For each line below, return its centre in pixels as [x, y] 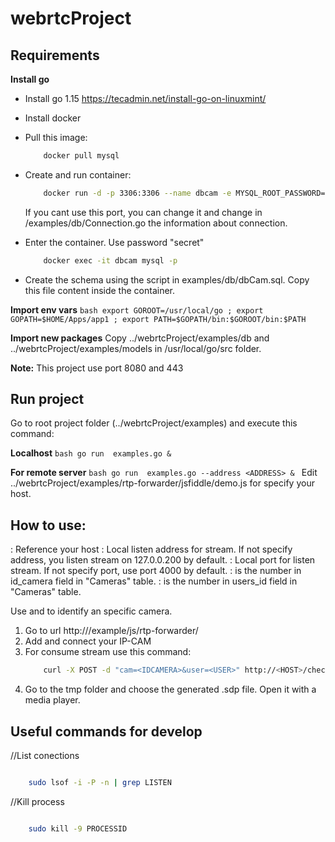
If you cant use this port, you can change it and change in [143, 212]
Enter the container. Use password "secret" [114, 242]
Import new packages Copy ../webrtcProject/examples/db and [140, 338]
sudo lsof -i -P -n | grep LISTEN [100, 782]
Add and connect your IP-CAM [88, 641]
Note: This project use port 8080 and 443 [97, 368]
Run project [47, 399]
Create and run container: [78, 174]
